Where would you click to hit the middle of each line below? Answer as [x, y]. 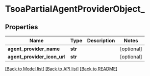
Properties [22, 27]
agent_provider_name [34, 49]
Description [101, 41]
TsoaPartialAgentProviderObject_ [75, 9]
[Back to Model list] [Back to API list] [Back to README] [61, 69]
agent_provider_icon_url [37, 57]
